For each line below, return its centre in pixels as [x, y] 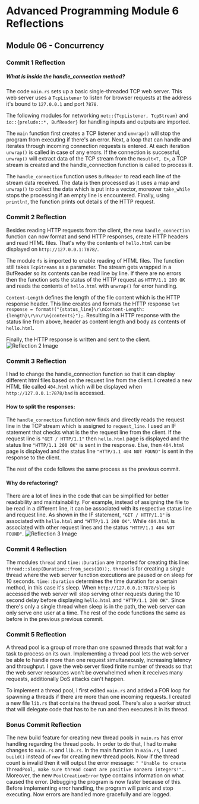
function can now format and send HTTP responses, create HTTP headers [97, 237]
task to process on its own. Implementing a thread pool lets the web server [97, 654]
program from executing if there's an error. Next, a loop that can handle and [99, 140]
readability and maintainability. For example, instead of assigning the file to [97, 502]
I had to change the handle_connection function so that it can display [91, 374]
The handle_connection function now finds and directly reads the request [95, 420]
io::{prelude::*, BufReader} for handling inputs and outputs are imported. [98, 122]
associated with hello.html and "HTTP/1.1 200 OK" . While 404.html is [91, 521]
